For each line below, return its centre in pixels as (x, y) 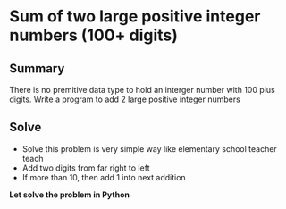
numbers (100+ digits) (94, 35)
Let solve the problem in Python (69, 195)
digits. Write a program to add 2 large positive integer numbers (125, 99)
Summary (37, 68)
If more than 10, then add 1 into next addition (104, 177)
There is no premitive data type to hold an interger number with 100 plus (142, 90)
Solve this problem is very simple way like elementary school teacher (149, 148)
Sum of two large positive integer (135, 17)
